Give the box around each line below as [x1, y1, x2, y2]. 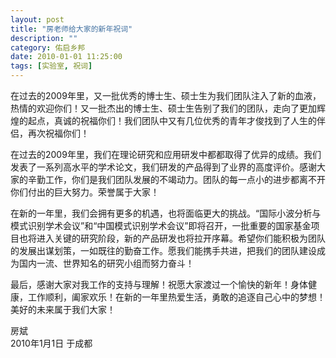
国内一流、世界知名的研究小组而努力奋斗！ [18, 257, 195, 269]
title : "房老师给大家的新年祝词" [10, 24, 133, 34]
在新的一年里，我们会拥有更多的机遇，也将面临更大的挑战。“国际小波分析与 [10, 207, 322, 219]
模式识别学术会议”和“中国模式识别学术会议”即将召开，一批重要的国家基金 [10, 220, 312, 231]
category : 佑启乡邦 [10, 42, 86, 53]
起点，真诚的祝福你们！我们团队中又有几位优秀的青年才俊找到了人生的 [27, 115, 317, 126]
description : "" [10, 33, 78, 43]
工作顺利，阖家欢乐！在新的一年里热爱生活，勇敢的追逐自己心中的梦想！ [27, 291, 326, 303]
